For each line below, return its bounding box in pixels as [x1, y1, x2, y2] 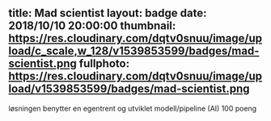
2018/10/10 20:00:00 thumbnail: [8, 19, 176, 33]
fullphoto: [78, 56, 130, 71]
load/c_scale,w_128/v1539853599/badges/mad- [8, 44, 260, 58]
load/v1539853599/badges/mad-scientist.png [8, 82, 250, 96]
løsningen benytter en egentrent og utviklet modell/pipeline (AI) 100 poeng [8, 103, 257, 113]
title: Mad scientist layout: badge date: [8, 6, 207, 20]
